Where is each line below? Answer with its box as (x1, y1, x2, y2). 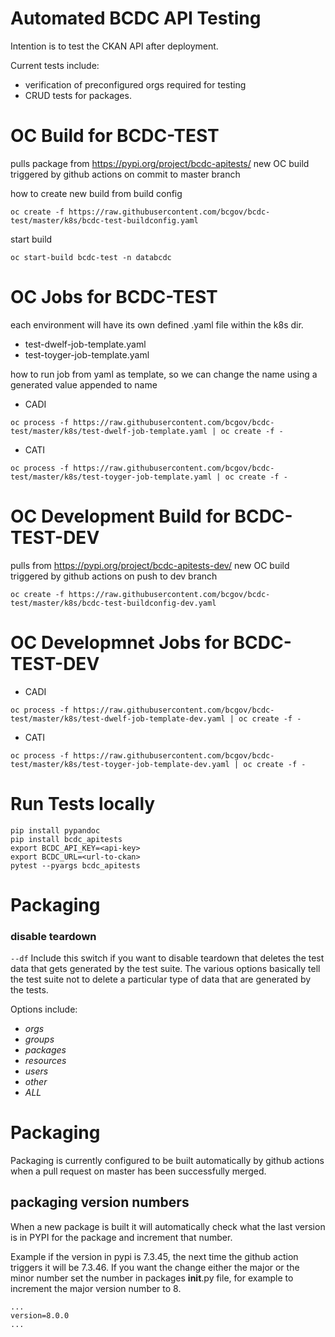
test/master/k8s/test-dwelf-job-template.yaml (10, 426, 208, 436)
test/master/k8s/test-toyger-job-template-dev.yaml (10, 759, 230, 769)
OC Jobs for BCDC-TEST (10, 286, 218, 309)
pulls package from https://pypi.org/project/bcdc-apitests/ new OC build (10, 157, 310, 169)
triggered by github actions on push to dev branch (10, 570, 218, 582)
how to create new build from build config (10, 187, 183, 199)
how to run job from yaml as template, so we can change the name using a (10, 368, 318, 380)
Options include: (10, 1003, 78, 1016)
